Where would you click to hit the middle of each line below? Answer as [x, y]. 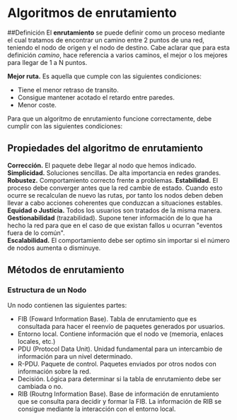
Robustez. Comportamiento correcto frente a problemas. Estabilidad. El [112, 180]
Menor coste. [37, 104]
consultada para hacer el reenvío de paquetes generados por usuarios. [121, 327]
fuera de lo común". [36, 233]
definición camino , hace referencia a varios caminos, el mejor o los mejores [117, 55]
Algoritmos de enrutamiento [92, 13]
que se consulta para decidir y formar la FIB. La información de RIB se [119, 402]
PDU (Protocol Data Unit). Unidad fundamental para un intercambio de [120, 349]
